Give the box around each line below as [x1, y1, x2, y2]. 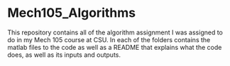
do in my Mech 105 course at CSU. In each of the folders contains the [7, 35, 211, 44]
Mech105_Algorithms [7, 5, 136, 21]
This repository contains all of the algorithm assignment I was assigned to [7, 28, 224, 37]
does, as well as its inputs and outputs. [7, 51, 121, 59]
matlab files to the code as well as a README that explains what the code [7, 43, 222, 51]
